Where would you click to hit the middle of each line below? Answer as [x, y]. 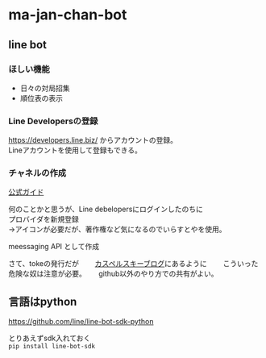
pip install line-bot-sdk [52, 347]
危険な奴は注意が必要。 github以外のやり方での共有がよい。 [113, 274]
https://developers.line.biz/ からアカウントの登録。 [93, 140]
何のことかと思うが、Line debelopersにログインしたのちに [106, 209]
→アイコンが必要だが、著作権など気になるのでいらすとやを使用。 [118, 229]
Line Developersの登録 [53, 121]
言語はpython [43, 301]
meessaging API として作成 [54, 247]
